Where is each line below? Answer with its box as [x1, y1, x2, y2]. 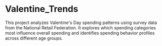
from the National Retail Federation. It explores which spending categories [5, 24, 156, 30]
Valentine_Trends [5, 3, 79, 15]
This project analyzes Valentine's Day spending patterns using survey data [5, 20, 157, 25]
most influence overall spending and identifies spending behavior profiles [5, 30, 155, 36]
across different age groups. [5, 35, 63, 41]
